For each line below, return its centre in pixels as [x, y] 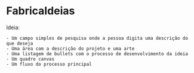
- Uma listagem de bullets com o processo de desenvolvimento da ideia [97, 54]
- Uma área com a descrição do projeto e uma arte [70, 49]
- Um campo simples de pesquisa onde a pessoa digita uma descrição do [97, 38]
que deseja [20, 43]
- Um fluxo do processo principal [49, 64]
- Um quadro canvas [30, 59]
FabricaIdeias [41, 11]
